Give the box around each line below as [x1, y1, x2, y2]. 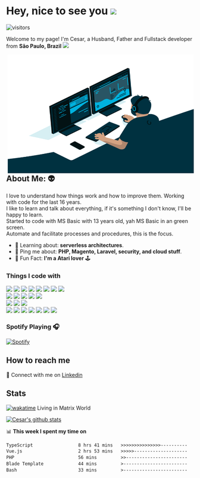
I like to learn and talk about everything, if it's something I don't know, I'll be [6, 205, 192, 212]
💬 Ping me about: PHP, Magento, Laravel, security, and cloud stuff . [14, 248, 182, 255]
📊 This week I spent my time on [6, 427, 87, 435]
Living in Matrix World [37, 404, 91, 411]
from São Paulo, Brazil [6, 42, 62, 49]
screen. [6, 224, 25, 231]
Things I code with [6, 272, 61, 280]
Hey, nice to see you [6, 4, 108, 18]
